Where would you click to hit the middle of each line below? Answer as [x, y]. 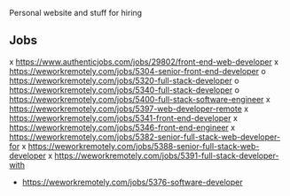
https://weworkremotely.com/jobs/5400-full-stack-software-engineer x [140, 99]
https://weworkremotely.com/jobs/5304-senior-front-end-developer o [137, 71]
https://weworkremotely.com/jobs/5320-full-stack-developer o [124, 80]
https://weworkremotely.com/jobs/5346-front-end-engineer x [122, 127]
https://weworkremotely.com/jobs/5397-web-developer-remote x [129, 109]
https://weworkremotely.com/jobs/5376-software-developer [132, 182]
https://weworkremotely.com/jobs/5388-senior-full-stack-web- [144, 146]
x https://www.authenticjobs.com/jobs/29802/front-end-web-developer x [144, 62]
